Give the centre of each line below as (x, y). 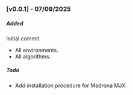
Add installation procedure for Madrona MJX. (71, 85)
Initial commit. (23, 38)
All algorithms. (33, 57)
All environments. (36, 50)
